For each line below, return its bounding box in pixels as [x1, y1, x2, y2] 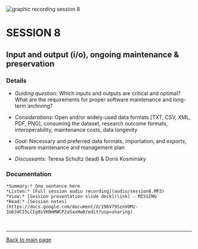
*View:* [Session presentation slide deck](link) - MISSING [6, 194, 157, 200]
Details [6, 77, 27, 85]
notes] [51, 199, 67, 205]
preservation [6, 59, 55, 69]
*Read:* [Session [6, 199, 49, 205]
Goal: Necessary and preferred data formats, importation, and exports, [14, 137, 187, 144]
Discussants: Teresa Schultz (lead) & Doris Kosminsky [14, 155, 146, 162]
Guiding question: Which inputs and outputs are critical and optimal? [14, 89, 181, 97]
